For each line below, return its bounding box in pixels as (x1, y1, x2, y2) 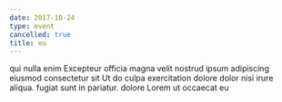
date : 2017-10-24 (9, 13, 76, 23)
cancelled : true (9, 30, 71, 39)
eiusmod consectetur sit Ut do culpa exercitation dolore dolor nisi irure (9, 73, 274, 84)
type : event (9, 22, 55, 31)
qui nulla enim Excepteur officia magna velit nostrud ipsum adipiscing (9, 63, 270, 74)
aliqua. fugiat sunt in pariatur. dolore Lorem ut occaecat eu (9, 82, 229, 93)
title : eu (9, 38, 47, 48)
